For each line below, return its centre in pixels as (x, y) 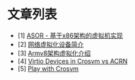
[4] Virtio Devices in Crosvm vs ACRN (72, 61)
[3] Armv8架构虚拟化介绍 (54, 53)
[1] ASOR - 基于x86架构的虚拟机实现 (70, 35)
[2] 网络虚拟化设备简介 (51, 44)
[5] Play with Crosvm (48, 69)
